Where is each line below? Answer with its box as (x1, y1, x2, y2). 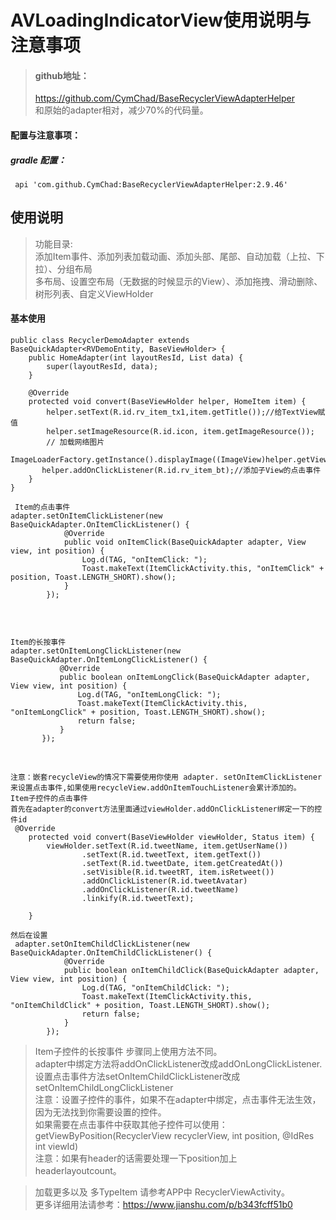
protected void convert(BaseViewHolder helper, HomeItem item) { (28, 396, 307, 406)
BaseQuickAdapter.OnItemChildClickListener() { (10, 947, 213, 958)
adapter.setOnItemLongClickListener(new (10, 646, 182, 656)
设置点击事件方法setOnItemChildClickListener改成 (34, 1070, 241, 1082)
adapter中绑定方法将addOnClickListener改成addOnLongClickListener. (34, 1057, 323, 1070)
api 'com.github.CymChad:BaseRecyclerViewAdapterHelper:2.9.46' (14, 179, 288, 190)
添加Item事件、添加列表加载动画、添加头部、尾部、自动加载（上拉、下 (34, 250, 325, 262)
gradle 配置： (10, 154, 67, 166)
